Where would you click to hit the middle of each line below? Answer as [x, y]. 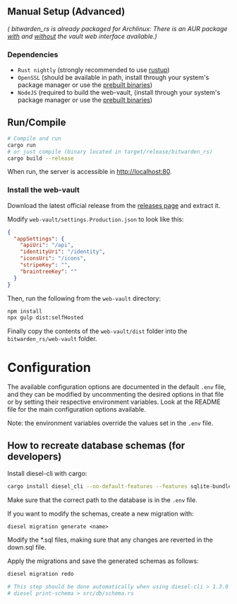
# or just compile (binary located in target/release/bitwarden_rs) [110, 151]
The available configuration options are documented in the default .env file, [117, 387]
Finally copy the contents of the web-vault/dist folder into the [97, 331]
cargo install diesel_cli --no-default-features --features [98, 487]
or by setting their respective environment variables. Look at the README [114, 402]
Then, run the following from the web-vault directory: [84, 298]
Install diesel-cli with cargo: [47, 474]
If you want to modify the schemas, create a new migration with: [101, 513]
